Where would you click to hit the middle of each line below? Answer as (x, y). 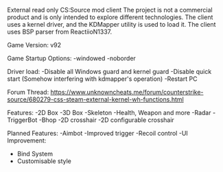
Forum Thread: (28, 92)
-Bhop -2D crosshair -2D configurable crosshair (107, 120)
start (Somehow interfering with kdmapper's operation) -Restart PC (102, 79)
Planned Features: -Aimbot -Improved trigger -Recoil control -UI (98, 133)
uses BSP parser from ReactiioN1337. (60, 32)
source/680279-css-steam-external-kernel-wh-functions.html (95, 99)
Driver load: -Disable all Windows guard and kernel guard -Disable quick (109, 72)
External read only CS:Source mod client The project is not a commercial (110, 10)
